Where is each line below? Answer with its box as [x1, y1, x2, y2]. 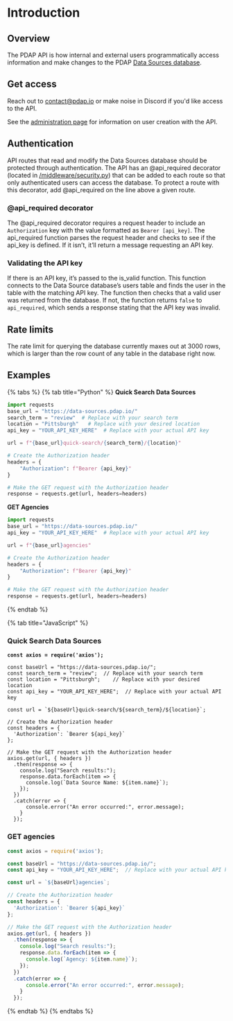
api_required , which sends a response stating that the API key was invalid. [7, 303, 221, 312]
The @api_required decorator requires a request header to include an [7, 219, 206, 227]
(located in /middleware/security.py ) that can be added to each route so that [7, 171, 225, 179]
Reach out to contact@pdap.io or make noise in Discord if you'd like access [7, 96, 223, 105]
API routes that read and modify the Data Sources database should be [7, 156, 207, 164]
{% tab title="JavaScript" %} [7, 619, 89, 627]
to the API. [7, 104, 37, 112]
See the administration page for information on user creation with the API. [7, 117, 218, 126]
